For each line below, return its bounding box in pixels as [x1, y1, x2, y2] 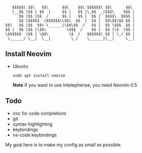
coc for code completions [12, 110, 67, 116]
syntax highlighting [12, 121, 53, 127]
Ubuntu [12, 63, 29, 69]
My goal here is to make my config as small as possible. [5, 141, 122, 147]
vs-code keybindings [12, 132, 57, 138]
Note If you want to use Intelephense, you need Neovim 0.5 [12, 82, 137, 88]
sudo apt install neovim [12, 73, 65, 78]
